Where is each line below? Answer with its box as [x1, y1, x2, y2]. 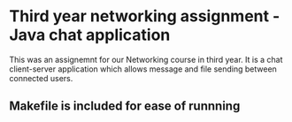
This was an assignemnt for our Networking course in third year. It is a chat [9, 54, 283, 65]
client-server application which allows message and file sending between [9, 64, 277, 74]
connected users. [9, 72, 73, 83]
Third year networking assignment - [9, 6, 280, 27]
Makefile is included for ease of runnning [9, 99, 241, 114]
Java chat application [9, 25, 171, 45]
